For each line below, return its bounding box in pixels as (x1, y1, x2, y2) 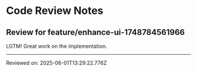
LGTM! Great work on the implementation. (6, 42, 107, 49)
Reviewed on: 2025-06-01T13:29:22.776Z (6, 59, 107, 66)
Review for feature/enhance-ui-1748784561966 (6, 27, 185, 37)
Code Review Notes (6, 4, 104, 17)
